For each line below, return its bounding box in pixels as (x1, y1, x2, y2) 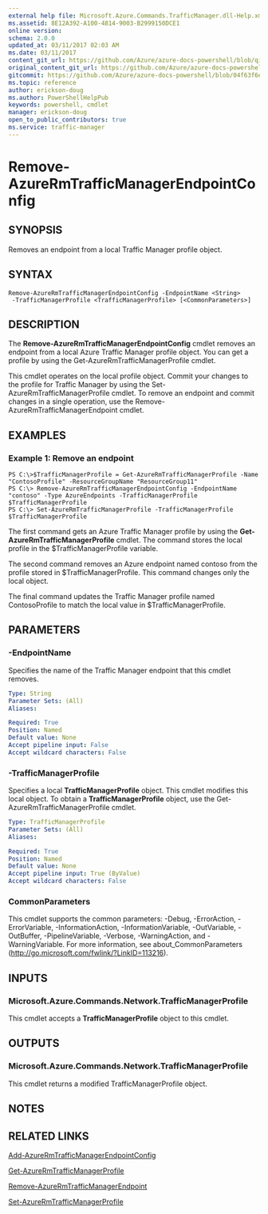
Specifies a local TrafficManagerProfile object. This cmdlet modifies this (8, 785, 249, 796)
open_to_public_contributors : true (8, 116, 127, 124)
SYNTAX (8, 268, 53, 282)
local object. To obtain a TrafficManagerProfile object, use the (8, 794, 215, 804)
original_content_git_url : (8, 64, 98, 72)
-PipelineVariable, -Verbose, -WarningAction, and (43, 931, 206, 940)
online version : (8, 26, 62, 34)
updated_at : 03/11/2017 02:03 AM (8, 42, 120, 50)
